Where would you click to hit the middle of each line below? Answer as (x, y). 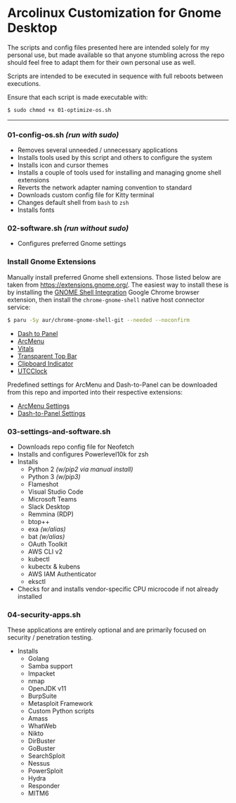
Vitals (26, 348)
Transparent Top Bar (47, 356)
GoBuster (42, 749)
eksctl (37, 581)
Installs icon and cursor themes (63, 165)
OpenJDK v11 (47, 689)
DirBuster (42, 741)
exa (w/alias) (47, 529)
